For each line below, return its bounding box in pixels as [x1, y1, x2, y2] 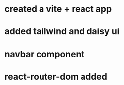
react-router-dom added [4, 71, 107, 82]
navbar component [4, 48, 85, 59]
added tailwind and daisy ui [4, 26, 120, 37]
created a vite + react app [4, 3, 112, 15]
